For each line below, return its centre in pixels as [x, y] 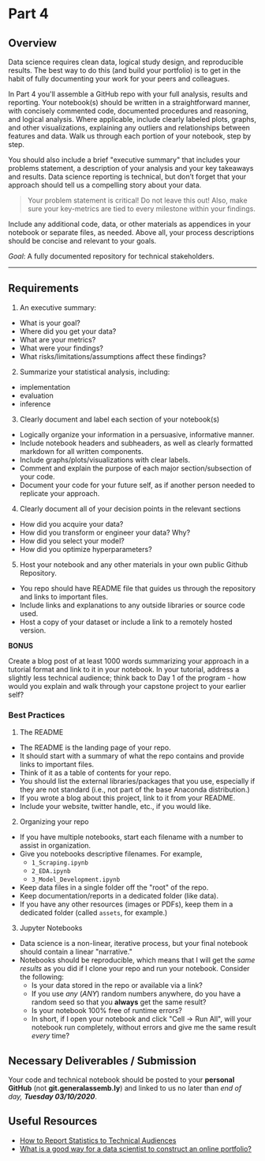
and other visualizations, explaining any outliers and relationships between [129, 128]
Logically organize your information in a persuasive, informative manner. [137, 434]
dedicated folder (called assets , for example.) [93, 913]
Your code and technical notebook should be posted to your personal [121, 1080]
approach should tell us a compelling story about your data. [105, 185]
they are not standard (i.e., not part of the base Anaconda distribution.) [134, 790]
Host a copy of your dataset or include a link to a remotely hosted [126, 622]
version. [33, 630]
